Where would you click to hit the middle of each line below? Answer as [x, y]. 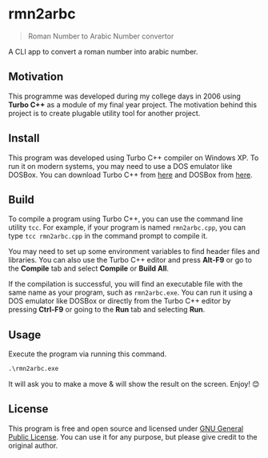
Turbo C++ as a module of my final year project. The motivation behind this [133, 104]
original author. [33, 445]
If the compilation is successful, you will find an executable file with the [126, 284]
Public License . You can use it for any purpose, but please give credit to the [133, 436]
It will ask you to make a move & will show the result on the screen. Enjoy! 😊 [134, 384]
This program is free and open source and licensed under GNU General [126, 428]
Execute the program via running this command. [88, 354]
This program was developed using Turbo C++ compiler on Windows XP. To [134, 158]
